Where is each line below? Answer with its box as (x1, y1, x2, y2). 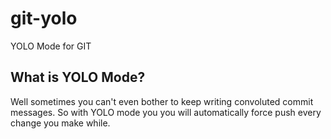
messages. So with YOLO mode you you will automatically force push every (10, 106, 322, 118)
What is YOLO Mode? (10, 69, 146, 86)
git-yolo (10, 7, 78, 30)
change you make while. (10, 117, 111, 129)
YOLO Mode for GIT (10, 40, 92, 52)
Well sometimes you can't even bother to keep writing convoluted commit (10, 95, 314, 107)
